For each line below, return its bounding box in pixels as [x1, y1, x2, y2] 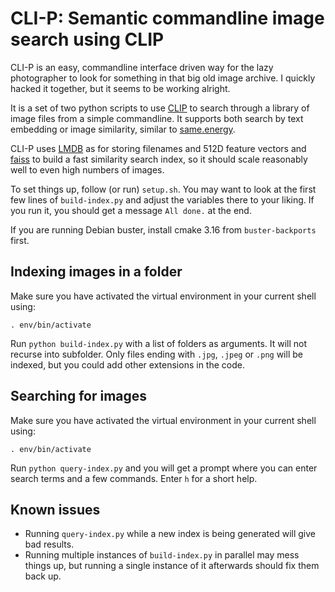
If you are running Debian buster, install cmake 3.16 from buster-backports [10, 223, 317, 236]
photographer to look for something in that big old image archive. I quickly [10, 72, 316, 84]
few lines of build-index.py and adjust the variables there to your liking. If [10, 193, 315, 206]
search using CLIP [10, 28, 165, 51]
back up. [24, 570, 62, 582]
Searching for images [10, 388, 148, 405]
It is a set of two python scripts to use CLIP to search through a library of [10, 102, 310, 114]
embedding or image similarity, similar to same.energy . [10, 123, 236, 135]
